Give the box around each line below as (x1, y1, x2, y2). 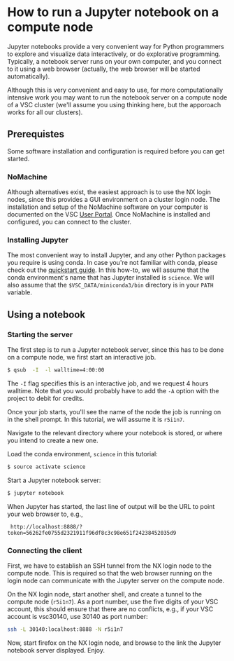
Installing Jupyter (7, 235, 68, 245)
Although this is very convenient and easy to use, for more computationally (7, 86, 224, 94)
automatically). (7, 71, 50, 81)
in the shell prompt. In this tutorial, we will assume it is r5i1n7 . (7, 415, 185, 423)
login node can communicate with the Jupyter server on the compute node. (7, 576, 225, 585)
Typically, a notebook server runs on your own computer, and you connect (7, 57, 222, 65)
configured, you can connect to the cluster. (7, 218, 131, 226)
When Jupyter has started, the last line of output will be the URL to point (7, 502, 215, 510)
